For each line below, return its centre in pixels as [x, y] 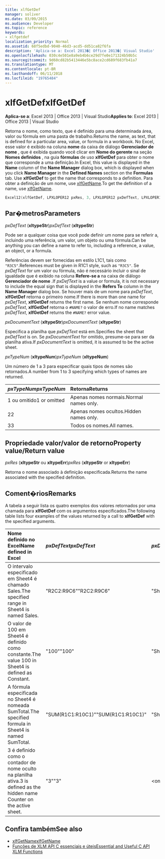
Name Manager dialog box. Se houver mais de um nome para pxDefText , [79, 292]
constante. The [24, 654]
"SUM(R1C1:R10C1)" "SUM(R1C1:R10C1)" [96, 715]
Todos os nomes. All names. [102, 426]
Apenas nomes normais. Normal [107, 398]
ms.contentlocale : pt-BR [30, 69]
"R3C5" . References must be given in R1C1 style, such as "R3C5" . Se [72, 266]
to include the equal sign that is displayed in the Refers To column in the [78, 286]
